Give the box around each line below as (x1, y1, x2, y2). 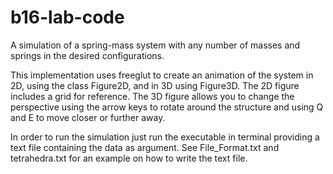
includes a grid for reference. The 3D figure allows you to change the (10, 90, 295, 102)
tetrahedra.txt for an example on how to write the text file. (10, 152, 248, 164)
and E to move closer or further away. (10, 111, 166, 123)
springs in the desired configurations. (10, 49, 165, 61)
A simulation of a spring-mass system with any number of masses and (10, 39, 301, 51)
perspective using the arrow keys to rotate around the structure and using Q (10, 101, 324, 113)
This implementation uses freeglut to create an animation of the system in (10, 69, 314, 81)
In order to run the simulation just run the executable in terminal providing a (10, 131, 320, 143)
